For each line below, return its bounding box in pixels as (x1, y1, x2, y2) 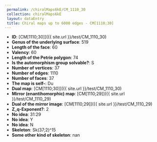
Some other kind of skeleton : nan (11, 132, 80, 138)
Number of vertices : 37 (11, 65, 59, 71)
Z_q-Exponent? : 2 (11, 106, 49, 112)
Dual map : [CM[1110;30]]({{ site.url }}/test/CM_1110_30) (11, 86, 122, 91)
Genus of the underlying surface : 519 (11, 39, 89, 45)
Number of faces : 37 (11, 75, 55, 81)
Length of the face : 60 (11, 44, 58, 50)
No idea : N (11, 122, 34, 128)
